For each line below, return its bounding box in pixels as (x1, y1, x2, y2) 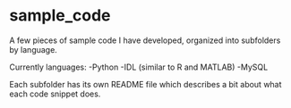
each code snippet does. (9, 88, 101, 99)
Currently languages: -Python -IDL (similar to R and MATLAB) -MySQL (9, 62, 269, 72)
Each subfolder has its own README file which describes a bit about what (9, 79, 282, 89)
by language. (9, 44, 58, 54)
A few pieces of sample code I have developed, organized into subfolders (9, 35, 281, 46)
